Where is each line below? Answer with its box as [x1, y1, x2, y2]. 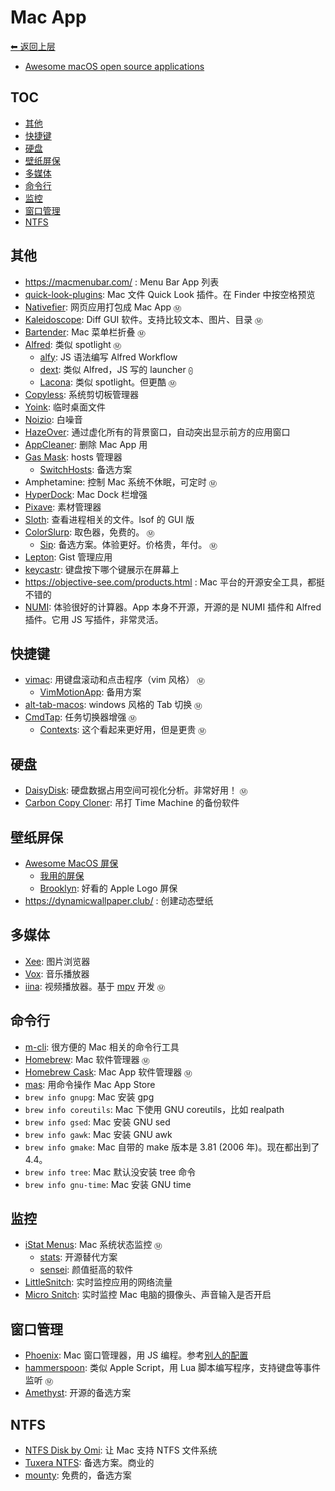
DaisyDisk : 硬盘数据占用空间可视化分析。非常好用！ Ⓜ [24, 784, 248, 796]
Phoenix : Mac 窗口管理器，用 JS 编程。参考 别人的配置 [24, 1349, 249, 1361]
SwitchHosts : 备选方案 [39, 463, 133, 475]
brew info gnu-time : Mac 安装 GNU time [24, 1178, 192, 1190]
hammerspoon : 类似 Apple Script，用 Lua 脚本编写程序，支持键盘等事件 [24, 1362, 321, 1374]
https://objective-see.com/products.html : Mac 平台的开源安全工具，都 [24, 576, 317, 588]
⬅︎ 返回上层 [10, 40, 56, 52]
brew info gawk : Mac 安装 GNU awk [24, 1128, 173, 1140]
